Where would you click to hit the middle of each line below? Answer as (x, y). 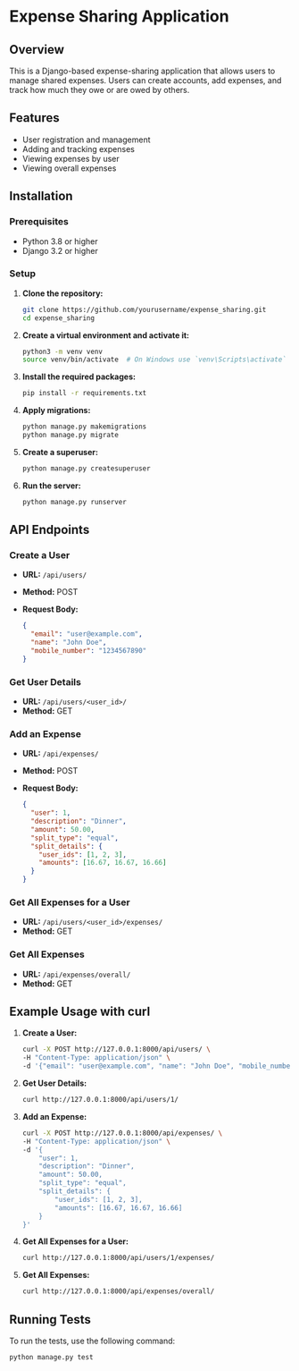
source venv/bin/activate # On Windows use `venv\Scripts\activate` (154, 360)
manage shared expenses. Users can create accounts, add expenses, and (145, 80)
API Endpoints (50, 530)
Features (34, 118)
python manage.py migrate (70, 436)
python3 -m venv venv (62, 351)
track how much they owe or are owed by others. (100, 90)
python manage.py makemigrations (84, 427)
